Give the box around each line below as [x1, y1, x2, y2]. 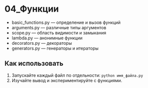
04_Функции [4, 3, 59, 15]
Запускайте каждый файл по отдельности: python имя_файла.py [11, 72, 144, 78]
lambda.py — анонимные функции [11, 35, 83, 41]
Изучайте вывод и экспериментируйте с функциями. [11, 77, 123, 83]
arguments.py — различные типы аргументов [11, 24, 106, 30]
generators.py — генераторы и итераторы [11, 45, 99, 51]
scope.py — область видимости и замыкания [11, 30, 106, 35]
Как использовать [4, 59, 64, 68]
